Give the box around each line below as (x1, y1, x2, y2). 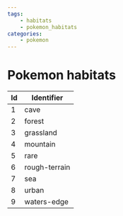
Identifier (31, 93, 64, 103)
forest (24, 116, 45, 126)
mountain (24, 140, 56, 149)
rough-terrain (24, 162, 71, 172)
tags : (7, 10, 23, 18)
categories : (7, 30, 42, 38)
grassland (24, 128, 58, 138)
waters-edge (24, 197, 69, 207)
